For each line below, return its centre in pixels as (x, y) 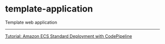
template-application (49, 9)
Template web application (31, 22)
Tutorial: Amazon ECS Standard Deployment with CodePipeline (69, 36)
